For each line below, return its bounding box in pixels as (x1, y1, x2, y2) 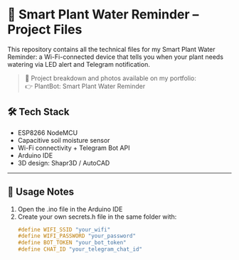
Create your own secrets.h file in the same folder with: (17, 212, 177, 221)
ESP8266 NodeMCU (17, 128, 78, 137)
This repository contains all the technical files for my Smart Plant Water (7, 45, 216, 53)
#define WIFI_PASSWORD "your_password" (17, 232, 137, 240)
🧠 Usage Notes (7, 186, 75, 198)
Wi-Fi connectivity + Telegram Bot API (17, 143, 130, 152)
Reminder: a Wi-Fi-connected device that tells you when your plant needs (7, 53, 224, 61)
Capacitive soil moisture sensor (17, 136, 110, 144)
